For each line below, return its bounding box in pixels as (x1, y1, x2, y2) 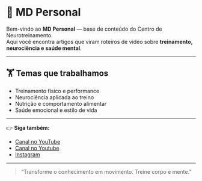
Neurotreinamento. (6, 31, 53, 38)
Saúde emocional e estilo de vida (14, 106, 97, 114)
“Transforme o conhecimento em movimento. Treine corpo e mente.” (20, 168, 192, 175)
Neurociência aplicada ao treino (14, 93, 94, 101)
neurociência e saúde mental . (6, 44, 82, 52)
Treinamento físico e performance (14, 87, 100, 94)
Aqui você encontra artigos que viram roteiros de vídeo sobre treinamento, (6, 38, 193, 45)
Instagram (14, 150, 40, 158)
